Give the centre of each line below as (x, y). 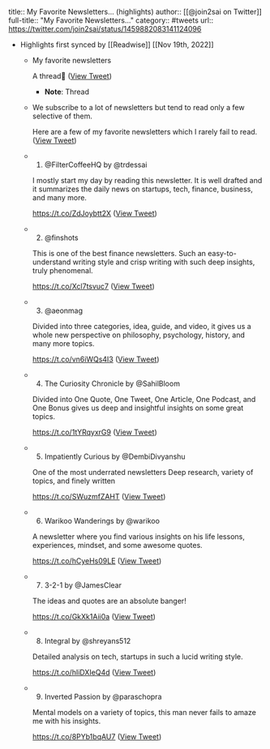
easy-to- (222, 253)
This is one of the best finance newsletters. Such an (119, 253)
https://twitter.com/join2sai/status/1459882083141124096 (105, 29)
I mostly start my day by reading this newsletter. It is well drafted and (147, 180)
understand (51, 262)
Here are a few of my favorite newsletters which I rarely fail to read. (145, 132)
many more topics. (63, 343)
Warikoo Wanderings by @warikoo (102, 521)
